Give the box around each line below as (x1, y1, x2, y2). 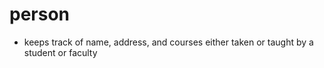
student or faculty (23, 46, 98, 58)
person (9, 3, 71, 26)
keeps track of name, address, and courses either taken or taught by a (23, 36, 314, 48)
